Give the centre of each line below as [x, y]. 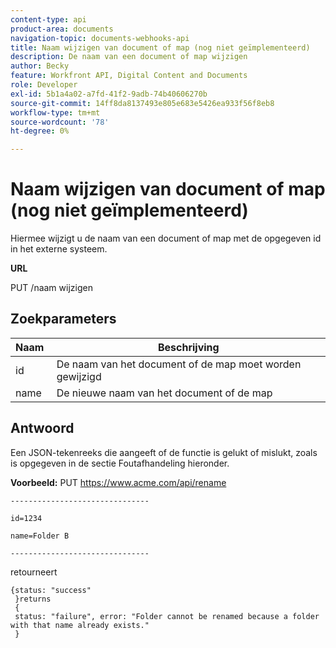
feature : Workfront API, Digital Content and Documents [129, 76]
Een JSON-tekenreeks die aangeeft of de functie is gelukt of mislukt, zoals [164, 452]
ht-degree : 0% [40, 131]
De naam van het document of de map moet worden [179, 364]
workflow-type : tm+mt [55, 112]
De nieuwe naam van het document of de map [164, 393]
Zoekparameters [63, 319]
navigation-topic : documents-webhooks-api [100, 38]
